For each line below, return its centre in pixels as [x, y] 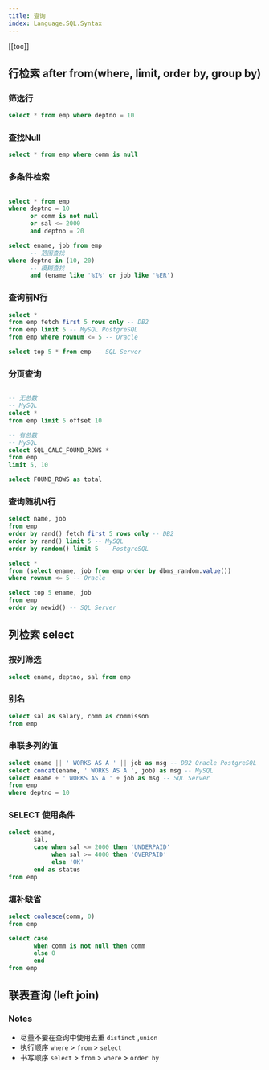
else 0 [45, 953]
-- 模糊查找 [47, 268]
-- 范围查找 [47, 253]
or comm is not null [64, 216]
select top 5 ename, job [50, 593]
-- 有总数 [23, 435]
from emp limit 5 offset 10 [55, 420]
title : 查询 [27, 16]
